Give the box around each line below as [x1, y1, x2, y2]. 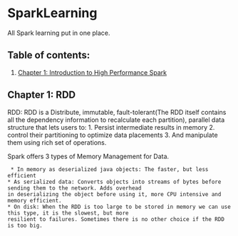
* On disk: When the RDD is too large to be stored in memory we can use [7, 203, 232, 210]
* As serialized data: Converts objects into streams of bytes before [7, 178, 222, 185]
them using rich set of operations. [7, 138, 107, 147]
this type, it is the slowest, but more [7, 209, 130, 217]
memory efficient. [7, 197, 62, 204]
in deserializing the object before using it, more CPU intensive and [7, 190, 222, 197]
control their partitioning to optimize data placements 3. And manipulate [7, 130, 219, 139]
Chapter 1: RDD [7, 89, 76, 101]
